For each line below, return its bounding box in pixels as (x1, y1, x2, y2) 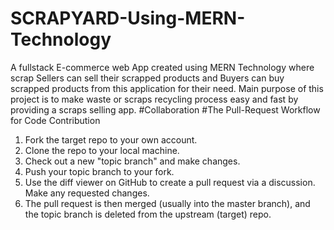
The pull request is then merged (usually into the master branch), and (24, 197, 311, 209)
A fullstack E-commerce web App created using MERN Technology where (10, 61, 315, 73)
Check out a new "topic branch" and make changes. (24, 155, 241, 167)
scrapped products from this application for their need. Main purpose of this (10, 82, 324, 94)
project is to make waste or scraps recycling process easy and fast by (10, 93, 299, 105)
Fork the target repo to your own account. (24, 133, 198, 146)
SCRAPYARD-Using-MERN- (10, 7, 246, 30)
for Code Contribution (10, 114, 101, 126)
